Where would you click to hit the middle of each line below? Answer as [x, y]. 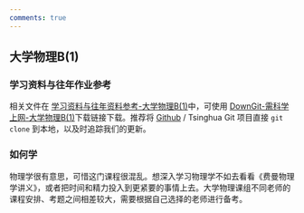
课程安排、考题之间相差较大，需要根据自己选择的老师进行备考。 [128, 198]
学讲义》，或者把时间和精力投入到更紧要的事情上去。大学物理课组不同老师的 [150, 188]
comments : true [38, 18]
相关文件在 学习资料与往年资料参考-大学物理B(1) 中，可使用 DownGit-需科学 [149, 106]
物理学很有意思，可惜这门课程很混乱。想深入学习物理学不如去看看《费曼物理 [152, 176]
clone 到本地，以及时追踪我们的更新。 [80, 129]
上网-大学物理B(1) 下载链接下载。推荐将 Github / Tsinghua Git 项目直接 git [146, 118]
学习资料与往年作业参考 [60, 84]
